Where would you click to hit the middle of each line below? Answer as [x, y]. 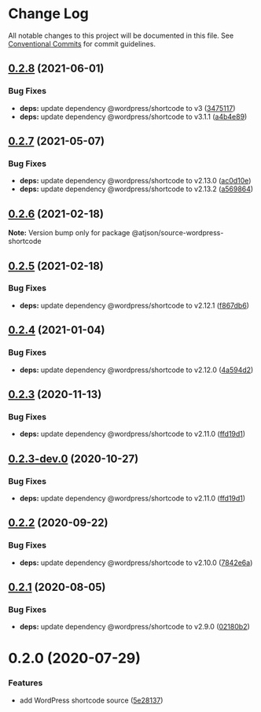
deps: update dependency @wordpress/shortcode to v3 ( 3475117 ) [127, 108]
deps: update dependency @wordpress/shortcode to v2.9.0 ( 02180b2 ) [134, 627]
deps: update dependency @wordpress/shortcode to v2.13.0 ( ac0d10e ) [135, 181]
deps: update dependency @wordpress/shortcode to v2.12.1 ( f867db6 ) [134, 305]
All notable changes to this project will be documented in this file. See [121, 35]
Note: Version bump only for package [69, 233]
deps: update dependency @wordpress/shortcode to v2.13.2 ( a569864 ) [136, 189]
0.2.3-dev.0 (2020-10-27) [74, 458]
